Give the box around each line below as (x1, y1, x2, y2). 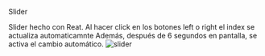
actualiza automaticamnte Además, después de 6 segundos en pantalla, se (8, 31, 258, 40)
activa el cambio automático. (8, 39, 104, 49)
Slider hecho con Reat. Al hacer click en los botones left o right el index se (8, 22, 255, 31)
